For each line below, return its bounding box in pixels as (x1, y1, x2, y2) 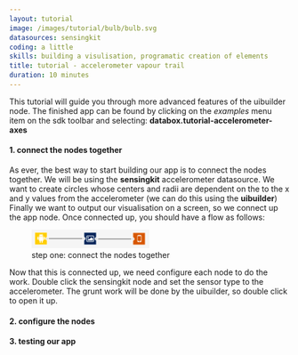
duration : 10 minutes (9, 71, 90, 80)
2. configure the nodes (9, 316, 95, 327)
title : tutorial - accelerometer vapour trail (9, 61, 185, 70)
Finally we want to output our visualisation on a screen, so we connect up (9, 203, 278, 214)
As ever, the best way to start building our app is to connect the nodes (9, 165, 267, 175)
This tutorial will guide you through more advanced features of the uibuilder (9, 96, 286, 107)
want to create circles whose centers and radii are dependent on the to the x (9, 183, 290, 195)
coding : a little (9, 43, 74, 52)
